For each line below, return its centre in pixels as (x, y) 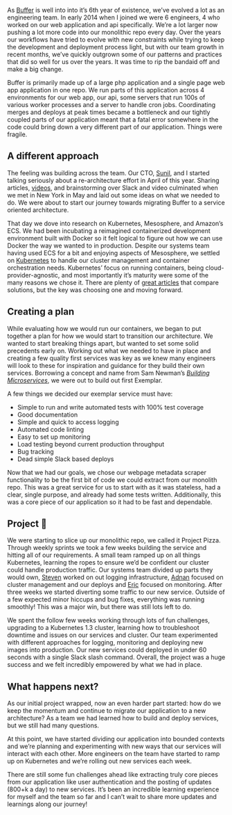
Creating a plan (41, 312)
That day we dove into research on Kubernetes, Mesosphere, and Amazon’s (115, 223)
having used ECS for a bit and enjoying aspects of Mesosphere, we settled (114, 252)
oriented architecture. (38, 210)
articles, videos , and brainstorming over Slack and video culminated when (113, 188)
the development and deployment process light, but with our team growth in (115, 47)
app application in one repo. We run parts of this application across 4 (106, 90)
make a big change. (35, 69)
